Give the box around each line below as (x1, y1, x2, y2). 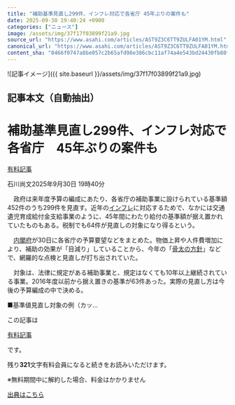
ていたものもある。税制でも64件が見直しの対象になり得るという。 (7, 221, 199, 230)
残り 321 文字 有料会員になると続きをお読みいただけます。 (7, 361, 171, 369)
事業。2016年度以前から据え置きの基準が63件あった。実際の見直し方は (13, 277, 219, 286)
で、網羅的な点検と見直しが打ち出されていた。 (7, 253, 142, 262)
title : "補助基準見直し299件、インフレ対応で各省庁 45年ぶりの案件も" (7, 10, 190, 18)
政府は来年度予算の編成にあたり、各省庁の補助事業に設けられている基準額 (13, 194, 228, 204)
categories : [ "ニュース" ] (7, 23, 78, 30)
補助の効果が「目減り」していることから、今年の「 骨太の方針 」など (25, 245, 222, 253)
